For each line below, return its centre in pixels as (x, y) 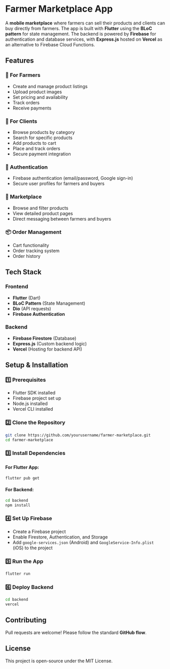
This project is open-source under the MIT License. (59, 661)
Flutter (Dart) (26, 298)
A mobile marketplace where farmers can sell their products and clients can (85, 23)
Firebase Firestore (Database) (44, 338)
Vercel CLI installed (33, 409)
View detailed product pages (43, 213)
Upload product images (37, 92)
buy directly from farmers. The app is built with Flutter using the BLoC (79, 28)
